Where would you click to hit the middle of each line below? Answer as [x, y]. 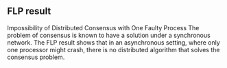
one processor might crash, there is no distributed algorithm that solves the [113, 49]
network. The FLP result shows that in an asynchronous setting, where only [114, 42]
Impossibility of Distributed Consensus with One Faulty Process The [103, 27]
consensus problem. [36, 57]
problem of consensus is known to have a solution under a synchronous [109, 35]
